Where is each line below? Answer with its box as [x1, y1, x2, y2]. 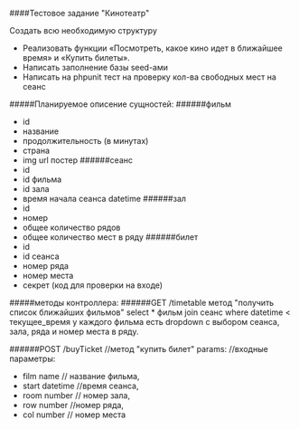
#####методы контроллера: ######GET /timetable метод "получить [9, 298, 275, 308]
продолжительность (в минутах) [22, 136, 149, 146]
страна [22, 145, 51, 156]
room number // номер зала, [22, 390, 131, 401]
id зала [22, 184, 50, 194]
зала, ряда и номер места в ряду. [9, 326, 139, 337]
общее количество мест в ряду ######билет [22, 232, 199, 243]
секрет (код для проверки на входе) [22, 280, 164, 291]
